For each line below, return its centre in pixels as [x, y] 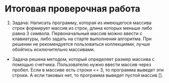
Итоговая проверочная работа [73, 9]
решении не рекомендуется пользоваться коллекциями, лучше [81, 44]
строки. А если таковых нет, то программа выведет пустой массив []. [88, 75]
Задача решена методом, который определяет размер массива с [83, 59]
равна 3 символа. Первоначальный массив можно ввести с [77, 33]
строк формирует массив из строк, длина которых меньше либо [82, 28]
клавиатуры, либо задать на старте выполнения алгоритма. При [82, 39]
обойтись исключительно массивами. [53, 49]
